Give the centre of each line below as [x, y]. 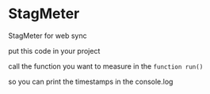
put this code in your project [54, 51]
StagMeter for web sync [48, 36]
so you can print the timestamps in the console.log [91, 81]
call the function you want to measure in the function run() [106, 66]
